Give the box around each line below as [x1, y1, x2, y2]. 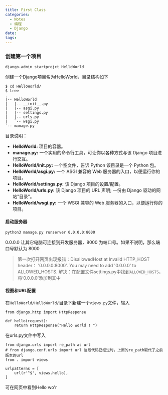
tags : [5, 36, 17, 41]
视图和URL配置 [5, 287, 36, 293]
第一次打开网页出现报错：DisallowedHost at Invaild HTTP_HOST [17, 256, 150, 262]
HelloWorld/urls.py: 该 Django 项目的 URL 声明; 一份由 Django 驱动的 [12, 187, 156, 193]
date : [5, 31, 17, 36]
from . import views [5, 357, 49, 362]
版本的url [5, 353, 24, 358]
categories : [5, 12, 30, 17]
